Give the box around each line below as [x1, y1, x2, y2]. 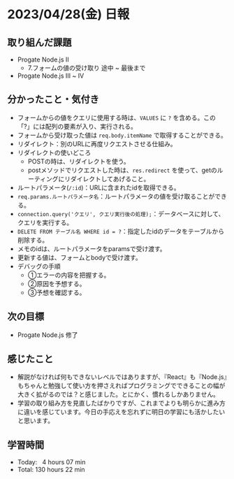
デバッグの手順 [17, 262, 61, 270]
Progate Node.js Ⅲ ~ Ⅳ [17, 71, 85, 80]
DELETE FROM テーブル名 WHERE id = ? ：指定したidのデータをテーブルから [17, 227, 225, 235]
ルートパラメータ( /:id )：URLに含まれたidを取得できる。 [17, 183, 180, 192]
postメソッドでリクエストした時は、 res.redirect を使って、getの [27, 166, 218, 174]
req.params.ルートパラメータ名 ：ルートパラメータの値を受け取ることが [17, 192, 215, 200]
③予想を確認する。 [27, 288, 86, 296]
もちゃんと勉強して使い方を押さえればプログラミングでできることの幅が [17, 382, 226, 390]
